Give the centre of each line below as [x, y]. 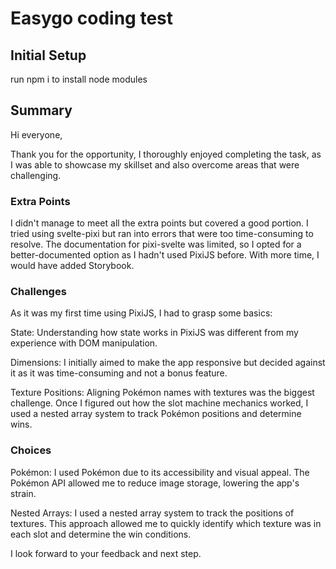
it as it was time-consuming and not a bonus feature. [119, 373]
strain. [23, 493]
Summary [41, 110]
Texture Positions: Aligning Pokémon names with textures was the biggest [162, 393]
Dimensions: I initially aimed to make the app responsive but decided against [168, 363]
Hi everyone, [36, 134]
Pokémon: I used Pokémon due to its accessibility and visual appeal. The [160, 472]
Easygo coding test [92, 18]
